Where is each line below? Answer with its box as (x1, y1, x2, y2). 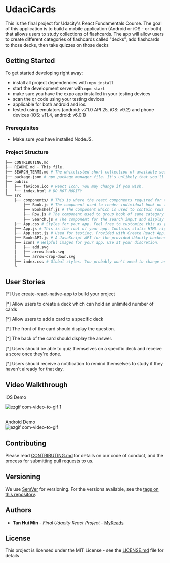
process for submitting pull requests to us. (5, 458, 94, 464)
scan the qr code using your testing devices (12, 96, 105, 102)
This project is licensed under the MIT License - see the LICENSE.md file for (5, 547, 164, 553)
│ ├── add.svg (14, 245, 49, 250)
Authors (5, 506, 32, 514)
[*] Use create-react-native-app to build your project (5, 291, 115, 297)
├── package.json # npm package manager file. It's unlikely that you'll (5, 174, 164, 179)
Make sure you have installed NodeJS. (12, 136, 93, 142)
